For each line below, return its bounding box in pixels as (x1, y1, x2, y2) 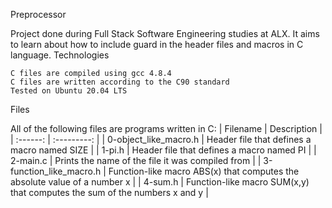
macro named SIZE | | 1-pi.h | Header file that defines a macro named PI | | (10, 144, 317, 156)
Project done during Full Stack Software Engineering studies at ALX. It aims (10, 28, 320, 39)
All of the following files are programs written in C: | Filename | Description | (10, 123, 323, 134)
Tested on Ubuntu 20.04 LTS (10, 86, 128, 96)
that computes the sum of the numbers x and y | (10, 187, 209, 198)
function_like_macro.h (10, 165, 102, 177)
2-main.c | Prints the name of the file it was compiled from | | (10, 155, 262, 166)
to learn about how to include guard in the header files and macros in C (10, 39, 304, 50)
